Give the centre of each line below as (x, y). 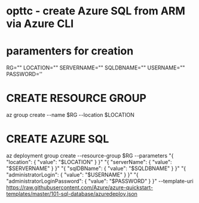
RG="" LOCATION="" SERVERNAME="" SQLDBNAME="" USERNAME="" (96, 68)
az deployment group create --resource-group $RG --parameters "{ (90, 156)
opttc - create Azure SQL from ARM (96, 11)
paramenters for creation (70, 51)
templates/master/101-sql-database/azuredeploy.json (72, 194)
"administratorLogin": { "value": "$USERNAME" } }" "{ (72, 175)
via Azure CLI (40, 24)
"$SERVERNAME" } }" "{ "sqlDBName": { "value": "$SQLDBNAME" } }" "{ (96, 168)
